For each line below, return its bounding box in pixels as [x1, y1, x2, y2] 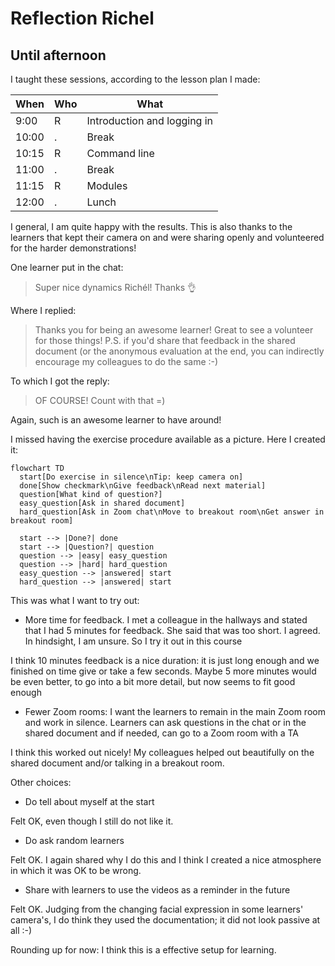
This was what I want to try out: [10, 595, 140, 606]
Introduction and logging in [86, 114, 214, 127]
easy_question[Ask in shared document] [19, 498, 186, 508]
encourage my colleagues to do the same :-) [34, 356, 219, 367]
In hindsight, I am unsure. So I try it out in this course [24, 635, 243, 647]
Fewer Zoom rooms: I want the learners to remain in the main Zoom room [24, 706, 326, 717]
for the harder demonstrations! [10, 242, 137, 254]
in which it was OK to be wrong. [10, 865, 142, 876]
